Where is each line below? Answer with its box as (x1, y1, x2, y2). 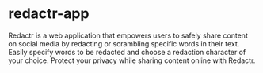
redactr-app (8, 5, 90, 23)
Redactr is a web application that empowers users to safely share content (8, 31, 248, 40)
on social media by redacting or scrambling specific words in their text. (8, 38, 240, 48)
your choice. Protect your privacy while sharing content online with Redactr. (8, 56, 256, 65)
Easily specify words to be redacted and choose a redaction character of (8, 47, 246, 57)
